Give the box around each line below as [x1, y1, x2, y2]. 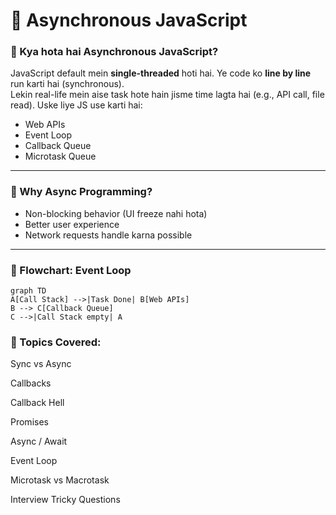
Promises [10, 416, 49, 428]
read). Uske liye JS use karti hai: [10, 99, 143, 111]
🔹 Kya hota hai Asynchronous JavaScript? [10, 45, 219, 59]
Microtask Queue [24, 150, 97, 163]
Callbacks [10, 377, 52, 389]
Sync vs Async [10, 358, 72, 370]
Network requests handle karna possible [24, 229, 193, 241]
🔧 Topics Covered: [10, 335, 102, 349]
